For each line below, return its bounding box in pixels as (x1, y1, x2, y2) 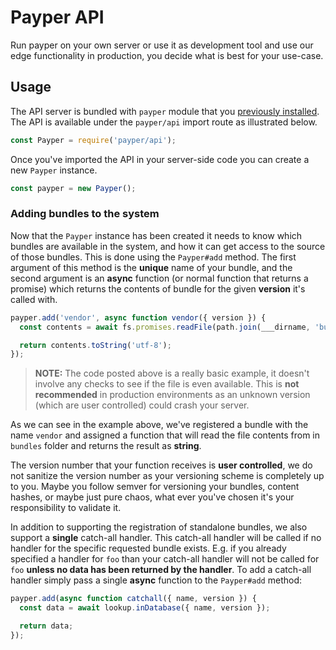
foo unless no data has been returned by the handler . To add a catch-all (10, 564, 312, 576)
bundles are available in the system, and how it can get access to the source (10, 240, 326, 252)
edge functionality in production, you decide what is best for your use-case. (10, 49, 324, 61)
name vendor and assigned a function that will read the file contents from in (10, 429, 321, 441)
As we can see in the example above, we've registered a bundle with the (10, 419, 309, 431)
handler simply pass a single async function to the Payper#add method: (10, 574, 303, 586)
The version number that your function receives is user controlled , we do (10, 459, 313, 471)
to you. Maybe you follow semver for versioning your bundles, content (10, 481, 300, 493)
